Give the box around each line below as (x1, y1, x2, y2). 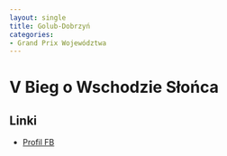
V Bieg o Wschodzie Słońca (9, 78, 219, 97)
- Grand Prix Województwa (9, 38, 106, 48)
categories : (9, 30, 54, 39)
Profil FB (22, 137, 55, 148)
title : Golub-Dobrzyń (9, 22, 91, 31)
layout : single (9, 13, 67, 23)
